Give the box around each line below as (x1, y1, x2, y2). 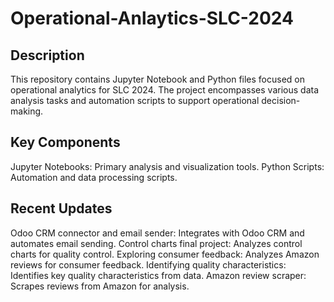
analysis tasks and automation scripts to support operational (10, 95, 260, 106)
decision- (261, 95, 301, 106)
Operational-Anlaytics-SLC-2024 (10, 7, 294, 30)
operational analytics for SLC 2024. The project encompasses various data (10, 84, 320, 96)
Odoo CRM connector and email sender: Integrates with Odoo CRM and (10, 227, 305, 239)
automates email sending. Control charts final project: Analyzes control (10, 237, 303, 249)
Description (10, 47, 85, 64)
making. (10, 105, 44, 117)
